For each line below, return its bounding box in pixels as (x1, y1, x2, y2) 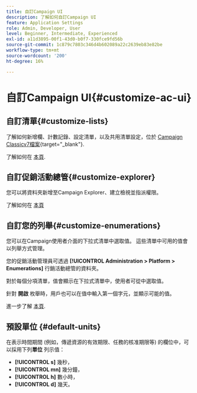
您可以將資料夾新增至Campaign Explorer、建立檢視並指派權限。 (6, 189, 162, 196)
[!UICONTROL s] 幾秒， (14, 358, 73, 365)
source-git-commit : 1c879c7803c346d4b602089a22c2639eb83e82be (6, 42, 163, 48)
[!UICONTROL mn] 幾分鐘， (14, 366, 83, 373)
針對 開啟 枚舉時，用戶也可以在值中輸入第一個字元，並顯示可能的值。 (6, 290, 175, 297)
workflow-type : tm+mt (6, 47, 60, 53)
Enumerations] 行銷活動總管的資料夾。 (6, 265, 102, 272)
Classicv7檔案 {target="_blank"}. (6, 140, 85, 148)
